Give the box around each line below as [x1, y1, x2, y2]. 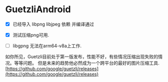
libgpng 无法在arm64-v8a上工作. [12, 43, 82, 49]
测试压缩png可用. [12, 32, 49, 38]
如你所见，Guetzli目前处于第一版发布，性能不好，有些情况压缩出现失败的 [5, 53, 158, 60]
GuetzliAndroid [5, 4, 71, 15]
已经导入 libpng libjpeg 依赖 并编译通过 [12, 21, 94, 27]
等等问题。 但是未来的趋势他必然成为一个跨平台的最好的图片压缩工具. [14, 60, 159, 66]
